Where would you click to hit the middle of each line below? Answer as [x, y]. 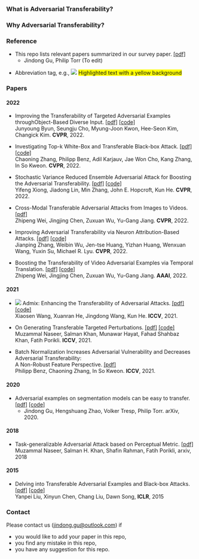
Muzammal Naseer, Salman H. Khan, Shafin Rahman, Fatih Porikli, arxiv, [103, 450]
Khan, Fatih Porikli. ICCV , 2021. [53, 341]
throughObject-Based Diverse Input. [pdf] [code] [75, 122]
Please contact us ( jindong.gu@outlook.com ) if [64, 525]
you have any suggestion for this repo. [62, 549]
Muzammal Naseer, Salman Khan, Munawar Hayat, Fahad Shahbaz [97, 334]
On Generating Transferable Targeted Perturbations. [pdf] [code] [95, 327]
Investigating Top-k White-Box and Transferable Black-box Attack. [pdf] [103, 147]
